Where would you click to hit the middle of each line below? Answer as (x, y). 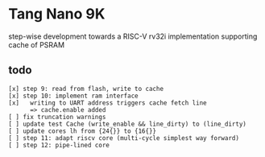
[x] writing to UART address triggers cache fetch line (108, 103)
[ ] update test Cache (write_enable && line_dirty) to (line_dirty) (128, 124)
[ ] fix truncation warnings (57, 117)
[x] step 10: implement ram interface (73, 96)
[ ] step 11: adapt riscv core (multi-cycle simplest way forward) (124, 138)
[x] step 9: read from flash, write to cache (86, 89)
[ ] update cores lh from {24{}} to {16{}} (83, 131)
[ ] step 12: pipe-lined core (59, 145)
